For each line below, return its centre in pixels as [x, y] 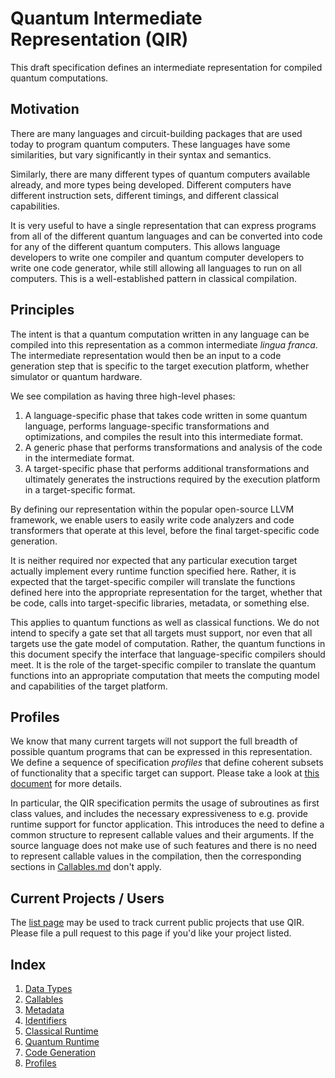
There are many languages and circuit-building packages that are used [156, 133]
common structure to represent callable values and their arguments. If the [162, 835]
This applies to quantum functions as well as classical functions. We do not [165, 622]
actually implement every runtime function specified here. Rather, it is [153, 571]
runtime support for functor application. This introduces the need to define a [167, 824]
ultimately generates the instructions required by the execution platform [172, 479]
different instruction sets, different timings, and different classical [144, 195]
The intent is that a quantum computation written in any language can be [160, 334]
